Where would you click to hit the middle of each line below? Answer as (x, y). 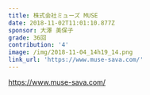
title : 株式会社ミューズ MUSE (53, 15)
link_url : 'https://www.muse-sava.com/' (76, 60)
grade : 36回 (27, 38)
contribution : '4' (38, 45)
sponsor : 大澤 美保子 (41, 30)
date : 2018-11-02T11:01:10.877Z (62, 23)
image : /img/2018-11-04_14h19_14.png (71, 52)
